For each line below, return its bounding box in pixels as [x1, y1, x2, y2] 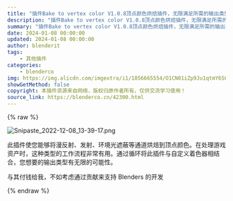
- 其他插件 [19, 55, 47, 62]
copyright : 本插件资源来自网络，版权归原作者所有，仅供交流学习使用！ [7, 87, 186, 94]
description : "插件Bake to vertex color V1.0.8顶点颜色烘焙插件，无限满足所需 [7, 17, 223, 24]
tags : [7, 49, 23, 56]
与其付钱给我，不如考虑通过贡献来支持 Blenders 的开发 [7, 173, 164, 181]
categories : [7, 62, 42, 69]
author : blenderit [7, 42, 60, 49]
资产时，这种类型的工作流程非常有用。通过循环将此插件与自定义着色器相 [7, 150, 214, 157]
